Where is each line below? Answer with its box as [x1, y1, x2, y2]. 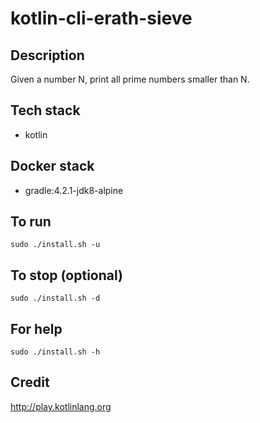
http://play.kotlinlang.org [10, 400, 112, 412]
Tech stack [10, 102, 81, 119]
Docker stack [10, 158, 95, 175]
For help [10, 320, 63, 337]
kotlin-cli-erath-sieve [10, 7, 193, 30]
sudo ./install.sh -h [10, 347, 101, 357]
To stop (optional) [10, 267, 123, 284]
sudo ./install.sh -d [10, 293, 101, 304]
